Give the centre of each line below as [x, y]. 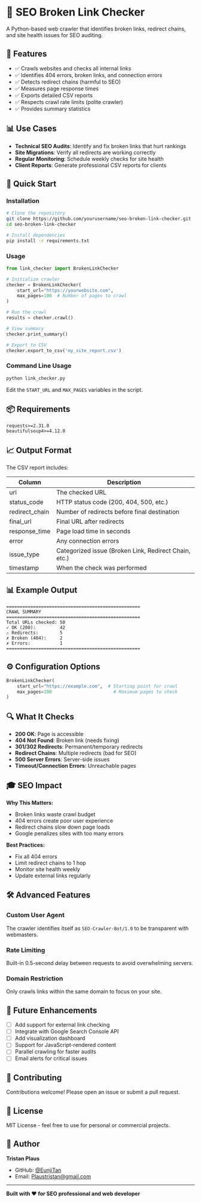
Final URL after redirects [90, 521]
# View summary [25, 328]
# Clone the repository [36, 213]
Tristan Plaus [23, 1158]
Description [124, 483]
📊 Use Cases [31, 129]
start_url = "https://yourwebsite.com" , [65, 290]
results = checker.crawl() [40, 318]
